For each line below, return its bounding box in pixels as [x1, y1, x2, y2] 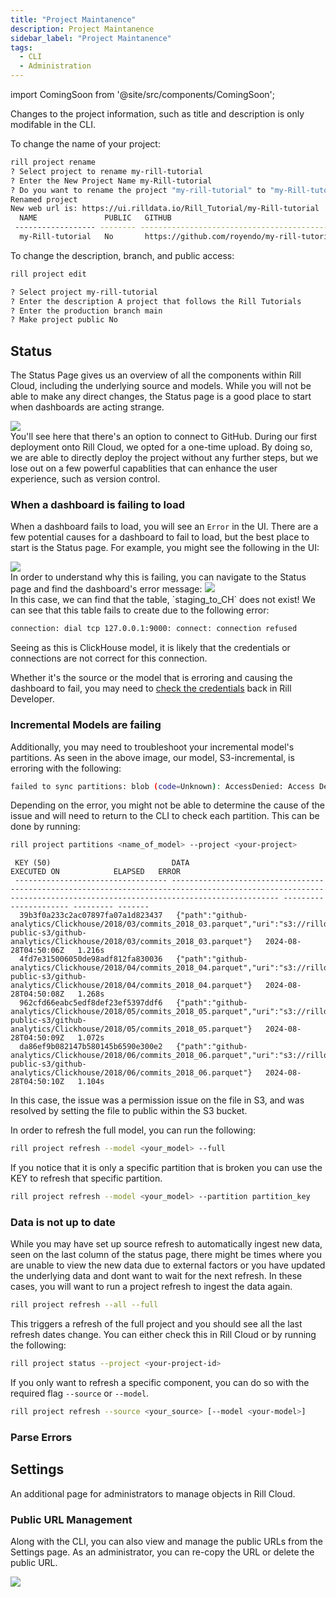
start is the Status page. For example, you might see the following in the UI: [10, 542, 320, 554]
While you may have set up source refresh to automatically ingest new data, [10, 1238, 323, 1250]
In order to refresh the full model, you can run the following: [10, 1124, 257, 1136]
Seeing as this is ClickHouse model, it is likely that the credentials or [10, 642, 291, 654]
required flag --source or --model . [10, 1387, 150, 1400]
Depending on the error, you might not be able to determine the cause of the [10, 799, 325, 811]
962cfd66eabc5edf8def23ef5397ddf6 [19, 998, 163, 1008]
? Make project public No [10, 315, 118, 325]
